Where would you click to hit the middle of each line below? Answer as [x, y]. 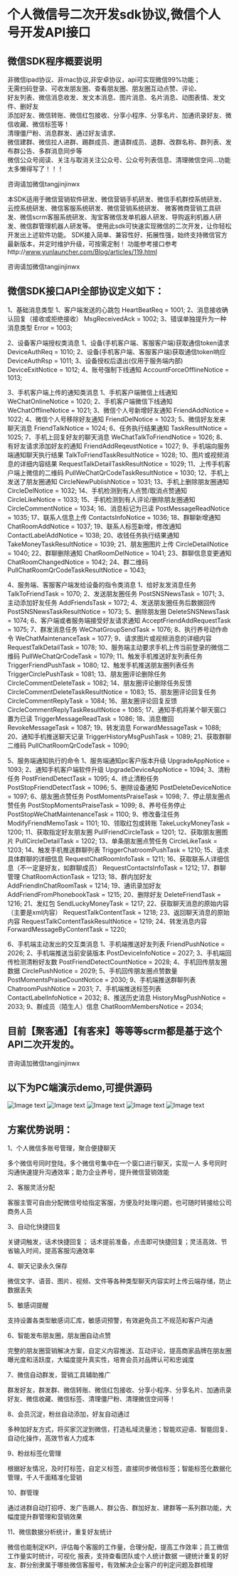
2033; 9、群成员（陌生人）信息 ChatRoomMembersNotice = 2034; [106, 1006]
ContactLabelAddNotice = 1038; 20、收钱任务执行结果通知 [94, 535]
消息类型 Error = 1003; [40, 327]
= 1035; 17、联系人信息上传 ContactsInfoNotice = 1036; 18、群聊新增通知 [114, 517]
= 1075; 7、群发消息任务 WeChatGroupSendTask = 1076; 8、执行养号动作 [115, 629]
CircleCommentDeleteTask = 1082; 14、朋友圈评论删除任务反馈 [100, 683]
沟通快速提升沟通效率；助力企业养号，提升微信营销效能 [88, 1173]
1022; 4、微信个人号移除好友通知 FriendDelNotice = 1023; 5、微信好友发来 [117, 419]
